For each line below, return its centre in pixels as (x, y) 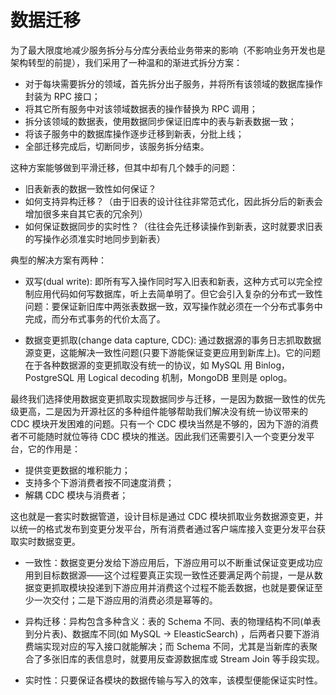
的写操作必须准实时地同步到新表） (95, 238)
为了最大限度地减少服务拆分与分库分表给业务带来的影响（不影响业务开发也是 (168, 50)
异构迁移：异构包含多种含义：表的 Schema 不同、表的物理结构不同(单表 (173, 621)
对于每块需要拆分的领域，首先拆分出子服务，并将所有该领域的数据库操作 (173, 83)
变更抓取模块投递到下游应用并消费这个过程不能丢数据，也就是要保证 (174, 587)
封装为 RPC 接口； (62, 96)
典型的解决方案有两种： (58, 260)
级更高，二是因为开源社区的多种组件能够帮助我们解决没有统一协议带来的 (159, 411)
